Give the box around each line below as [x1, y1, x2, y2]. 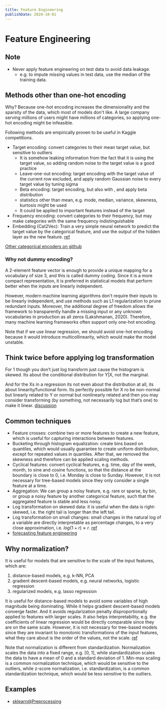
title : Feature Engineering [5, 7, 63, 12]
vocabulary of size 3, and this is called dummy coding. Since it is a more [5, 272, 153, 278]
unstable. [5, 339, 24, 345]
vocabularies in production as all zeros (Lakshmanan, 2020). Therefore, [5, 313, 152, 320]
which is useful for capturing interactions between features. [12, 435, 135, 441]
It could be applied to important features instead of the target [19, 208, 145, 214]
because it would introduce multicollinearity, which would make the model [5, 334, 157, 340]
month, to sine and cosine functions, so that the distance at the [12, 467, 141, 473]
